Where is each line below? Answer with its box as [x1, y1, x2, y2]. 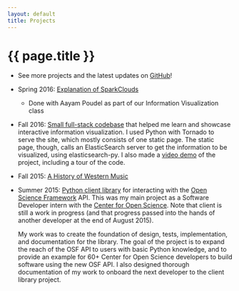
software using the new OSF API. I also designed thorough [17, 260, 190, 269]
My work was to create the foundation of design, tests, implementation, [17, 230, 228, 239]
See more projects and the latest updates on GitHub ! [17, 71, 173, 80]
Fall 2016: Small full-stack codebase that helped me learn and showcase [17, 121, 231, 129]
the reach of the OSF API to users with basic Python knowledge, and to [17, 245, 227, 254]
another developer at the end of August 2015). [17, 216, 154, 225]
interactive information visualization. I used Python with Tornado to [17, 128, 215, 136]
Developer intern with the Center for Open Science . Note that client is [17, 201, 223, 210]
